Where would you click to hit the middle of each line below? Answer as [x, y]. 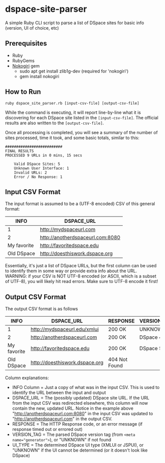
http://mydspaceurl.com [68, 229]
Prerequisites [26, 44]
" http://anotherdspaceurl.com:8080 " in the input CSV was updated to [82, 414]
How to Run [23, 92]
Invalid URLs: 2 [31, 173]
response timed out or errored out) [47, 429]
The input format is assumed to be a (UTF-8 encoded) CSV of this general [80, 204]
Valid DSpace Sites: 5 [37, 164]
